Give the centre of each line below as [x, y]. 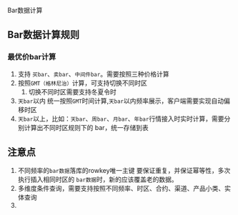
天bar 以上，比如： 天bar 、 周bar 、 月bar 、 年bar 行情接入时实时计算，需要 [121, 119]
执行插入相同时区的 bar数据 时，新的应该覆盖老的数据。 [98, 179]
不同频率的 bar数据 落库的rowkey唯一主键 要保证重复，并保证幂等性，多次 [124, 171]
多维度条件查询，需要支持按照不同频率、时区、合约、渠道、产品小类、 [121, 189]
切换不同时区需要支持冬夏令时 [72, 91]
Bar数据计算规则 [44, 35]
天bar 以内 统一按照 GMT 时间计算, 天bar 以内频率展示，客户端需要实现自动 [121, 101]
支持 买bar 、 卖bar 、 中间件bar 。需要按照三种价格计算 [93, 74]
